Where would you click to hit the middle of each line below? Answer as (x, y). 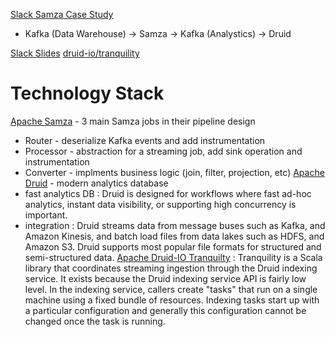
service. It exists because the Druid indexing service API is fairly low (165, 278)
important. (46, 215)
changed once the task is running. (95, 321)
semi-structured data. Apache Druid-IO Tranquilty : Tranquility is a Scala (173, 257)
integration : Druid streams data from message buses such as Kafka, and (175, 225)
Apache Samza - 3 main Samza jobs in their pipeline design (133, 121)
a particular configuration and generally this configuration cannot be (165, 310)
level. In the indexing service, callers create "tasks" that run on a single (171, 289)
